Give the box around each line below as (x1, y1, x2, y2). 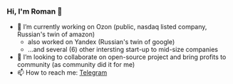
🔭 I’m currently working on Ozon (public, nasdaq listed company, (16, 23, 207, 31)
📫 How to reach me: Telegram (16, 68, 108, 77)
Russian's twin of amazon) (16, 30, 95, 38)
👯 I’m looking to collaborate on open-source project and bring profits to (16, 53, 227, 61)
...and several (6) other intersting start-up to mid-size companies (27, 46, 219, 54)
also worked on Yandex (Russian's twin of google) (27, 38, 175, 46)
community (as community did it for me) (16, 61, 135, 69)
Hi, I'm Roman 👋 (6, 6, 63, 16)
